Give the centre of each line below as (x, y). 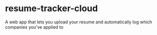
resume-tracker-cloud (52, 9)
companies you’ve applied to (34, 27)
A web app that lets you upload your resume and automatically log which (79, 22)
